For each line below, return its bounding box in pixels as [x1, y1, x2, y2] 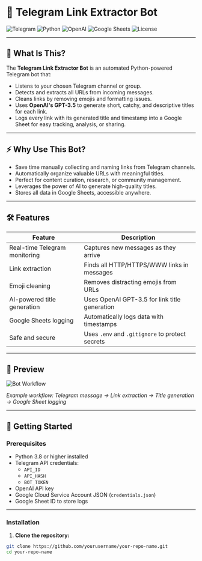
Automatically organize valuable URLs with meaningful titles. [14, 169, 165, 177]
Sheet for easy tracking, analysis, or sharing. [14, 120, 126, 128]
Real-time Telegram [9, 243, 66, 252]
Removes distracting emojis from [84, 278, 177, 287]
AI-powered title [9, 296, 56, 304]
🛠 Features [6, 213, 50, 223]
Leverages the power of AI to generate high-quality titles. [14, 183, 157, 190]
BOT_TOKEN [23, 479, 49, 485]
